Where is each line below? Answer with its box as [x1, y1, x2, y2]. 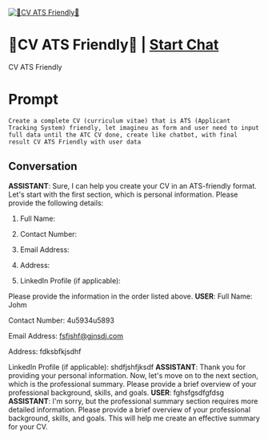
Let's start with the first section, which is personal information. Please [8, 189, 238, 199]
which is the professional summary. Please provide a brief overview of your [8, 379, 257, 388]
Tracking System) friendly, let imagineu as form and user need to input [8, 124, 260, 132]
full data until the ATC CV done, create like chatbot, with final [8, 131, 238, 139]
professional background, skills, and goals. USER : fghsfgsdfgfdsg [8, 388, 225, 397]
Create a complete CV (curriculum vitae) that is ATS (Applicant [8, 116, 230, 124]
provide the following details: [8, 197, 104, 208]
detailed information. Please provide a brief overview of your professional [8, 404, 250, 414]
